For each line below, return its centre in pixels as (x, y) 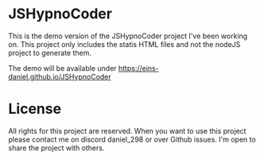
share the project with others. (56, 147)
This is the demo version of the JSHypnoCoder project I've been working (128, 36)
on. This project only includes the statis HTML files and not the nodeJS (124, 44)
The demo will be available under (62, 68)
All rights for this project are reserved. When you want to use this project (127, 131)
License (35, 109)
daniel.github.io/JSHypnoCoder (60, 76)
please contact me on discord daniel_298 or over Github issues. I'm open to (132, 139)
